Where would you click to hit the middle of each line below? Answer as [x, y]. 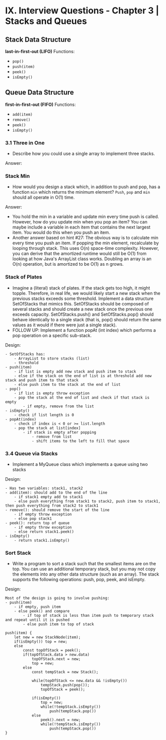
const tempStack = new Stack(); [65, 672]
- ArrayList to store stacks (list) [52, 358]
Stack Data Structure [38, 39]
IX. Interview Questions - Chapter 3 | [82, 11]
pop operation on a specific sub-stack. [52, 335]
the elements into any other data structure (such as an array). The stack [86, 574]
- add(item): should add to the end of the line [56, 493]
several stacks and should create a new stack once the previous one [82, 309]
